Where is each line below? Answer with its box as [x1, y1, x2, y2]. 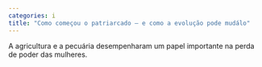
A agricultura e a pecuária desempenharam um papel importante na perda [8, 41, 255, 50]
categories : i [8, 11, 56, 20]
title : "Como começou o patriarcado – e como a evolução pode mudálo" [8, 19, 251, 27]
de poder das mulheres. [8, 49, 88, 59]
